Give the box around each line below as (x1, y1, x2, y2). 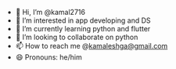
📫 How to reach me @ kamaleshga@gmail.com (15, 42, 168, 50)
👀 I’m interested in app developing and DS (15, 16, 151, 25)
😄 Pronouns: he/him (15, 53, 82, 62)
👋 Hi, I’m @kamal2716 (15, 8, 86, 16)
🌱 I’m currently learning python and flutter (15, 24, 151, 33)
